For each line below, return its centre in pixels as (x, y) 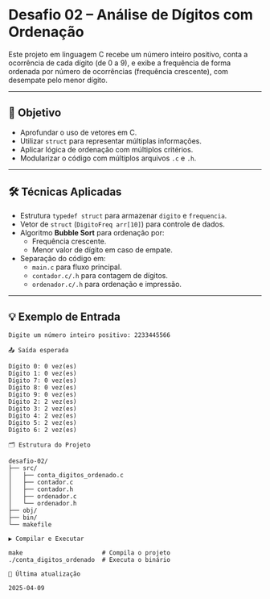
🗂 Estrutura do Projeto (49, 445)
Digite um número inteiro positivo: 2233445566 (90, 335)
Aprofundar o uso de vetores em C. (78, 132)
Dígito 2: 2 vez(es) (43, 402)
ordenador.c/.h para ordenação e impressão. (107, 284)
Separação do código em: (63, 258)
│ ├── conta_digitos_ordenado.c (66, 476)
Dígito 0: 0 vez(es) (43, 367)
